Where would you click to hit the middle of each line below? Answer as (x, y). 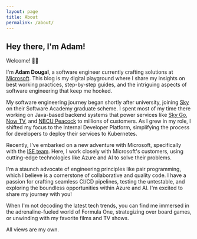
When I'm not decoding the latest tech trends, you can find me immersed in (98, 206)
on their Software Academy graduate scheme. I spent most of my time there (98, 109)
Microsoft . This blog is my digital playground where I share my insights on (96, 78)
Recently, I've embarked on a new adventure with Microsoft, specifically (94, 145)
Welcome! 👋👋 (22, 61)
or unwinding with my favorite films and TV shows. (68, 218)
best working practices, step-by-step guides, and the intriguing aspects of (96, 85)
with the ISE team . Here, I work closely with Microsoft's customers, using (95, 152)
